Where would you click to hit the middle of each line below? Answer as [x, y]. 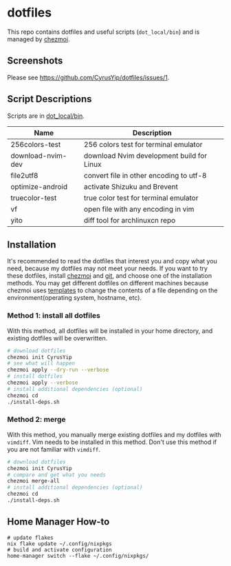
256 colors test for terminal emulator [143, 144]
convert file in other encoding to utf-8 [145, 175]
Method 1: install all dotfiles [54, 316]
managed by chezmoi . [38, 39]
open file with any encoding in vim [139, 209]
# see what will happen [41, 363]
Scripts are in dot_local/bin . [46, 116]
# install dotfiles [35, 376]
